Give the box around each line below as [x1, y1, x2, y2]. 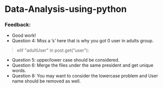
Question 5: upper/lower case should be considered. [11, 57, 120, 63]
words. [11, 68, 26, 74]
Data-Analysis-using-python [4, 3, 127, 15]
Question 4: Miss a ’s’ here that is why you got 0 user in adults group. [11, 38, 154, 44]
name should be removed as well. [11, 78, 81, 84]
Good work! [11, 32, 36, 38]
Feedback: [4, 21, 31, 28]
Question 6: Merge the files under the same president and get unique [11, 62, 154, 68]
